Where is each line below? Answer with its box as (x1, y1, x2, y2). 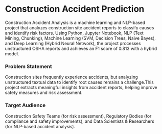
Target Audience (5, 102, 46, 109)
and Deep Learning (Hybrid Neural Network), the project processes (5, 40, 141, 46)
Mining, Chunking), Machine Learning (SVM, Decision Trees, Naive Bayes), (5, 35, 156, 41)
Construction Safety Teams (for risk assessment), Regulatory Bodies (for (5, 113, 152, 119)
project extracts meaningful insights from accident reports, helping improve (5, 85, 158, 90)
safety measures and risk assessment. (5, 89, 83, 96)
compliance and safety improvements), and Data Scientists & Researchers (5, 118, 155, 124)
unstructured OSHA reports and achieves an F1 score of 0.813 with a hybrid (5, 45, 157, 51)
